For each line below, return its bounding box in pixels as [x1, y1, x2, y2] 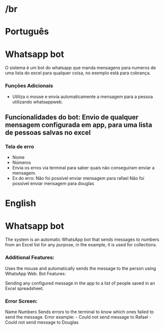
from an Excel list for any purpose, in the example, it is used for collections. [5, 242, 157, 248]
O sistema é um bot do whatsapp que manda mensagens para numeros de [5, 65, 156, 71]
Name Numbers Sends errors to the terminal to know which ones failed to [5, 309, 154, 315]
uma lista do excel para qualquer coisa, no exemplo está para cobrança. [5, 70, 151, 76]
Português [5, 26, 49, 37]
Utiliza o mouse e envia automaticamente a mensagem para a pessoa [12, 94, 153, 99]
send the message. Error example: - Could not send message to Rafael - [5, 314, 152, 320]
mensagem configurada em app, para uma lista [5, 121, 152, 129]
